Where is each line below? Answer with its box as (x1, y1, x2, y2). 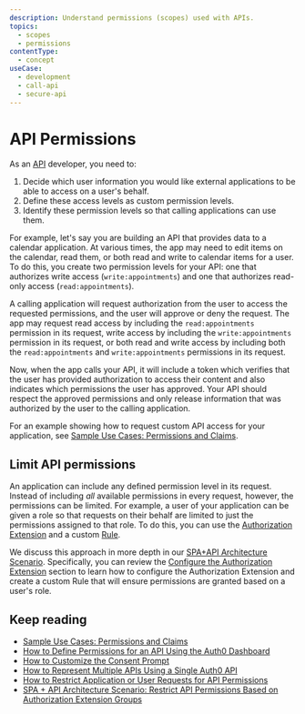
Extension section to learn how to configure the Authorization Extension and (9, 566, 295, 578)
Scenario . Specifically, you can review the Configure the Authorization (9, 557, 273, 568)
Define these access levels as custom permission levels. (22, 196, 235, 206)
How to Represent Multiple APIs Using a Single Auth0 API (22, 665, 239, 676)
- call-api (17, 81, 59, 90)
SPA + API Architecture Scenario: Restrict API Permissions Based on (22, 684, 279, 696)
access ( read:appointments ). (26, 281, 135, 292)
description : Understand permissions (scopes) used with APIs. (9, 13, 255, 23)
